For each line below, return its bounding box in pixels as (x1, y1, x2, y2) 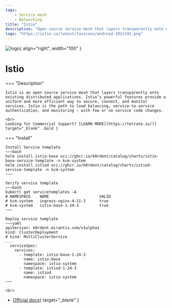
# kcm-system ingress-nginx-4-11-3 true (5, 198, 109, 204)
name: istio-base (24, 256, 60, 261)
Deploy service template (5, 216, 58, 222)
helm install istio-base (5, 153, 58, 159)
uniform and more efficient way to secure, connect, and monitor (5, 99, 147, 104)
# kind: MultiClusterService (5, 234, 68, 239)
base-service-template (5, 158, 54, 163)
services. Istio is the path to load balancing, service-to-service (5, 103, 155, 108)
